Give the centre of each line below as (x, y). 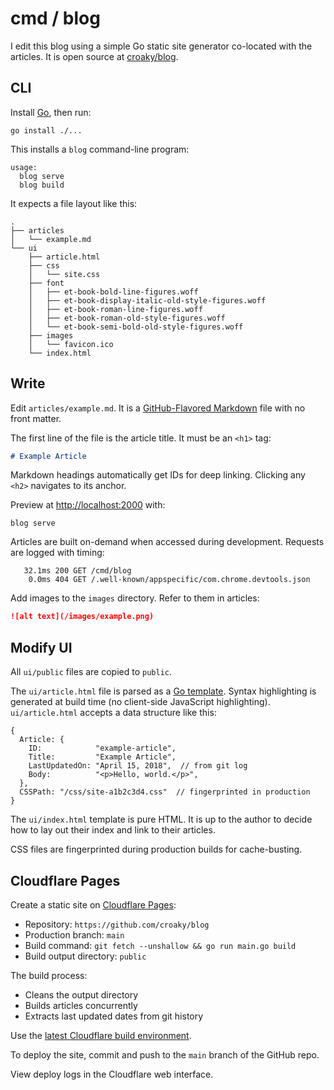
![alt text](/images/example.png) (82, 617)
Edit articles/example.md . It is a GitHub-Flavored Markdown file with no (158, 408)
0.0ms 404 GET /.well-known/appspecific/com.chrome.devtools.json (169, 580)
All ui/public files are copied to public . (91, 672)
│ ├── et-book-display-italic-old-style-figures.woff (147, 300)
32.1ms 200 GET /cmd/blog (77, 571)
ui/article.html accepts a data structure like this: (113, 713)
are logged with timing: (57, 553)
